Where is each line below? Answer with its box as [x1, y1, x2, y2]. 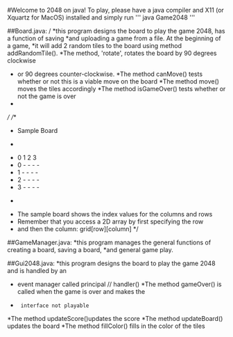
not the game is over [17, 92, 76, 100]
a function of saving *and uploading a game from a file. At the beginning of [7, 34, 221, 42]
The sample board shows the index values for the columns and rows [17, 210, 213, 218]
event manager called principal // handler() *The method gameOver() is [17, 280, 222, 288]
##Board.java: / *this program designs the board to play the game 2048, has [7, 27, 225, 35]
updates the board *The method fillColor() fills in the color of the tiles [7, 322, 206, 330]
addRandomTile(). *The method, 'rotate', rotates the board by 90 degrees [7, 49, 217, 57]
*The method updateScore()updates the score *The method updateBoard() [7, 315, 223, 322]
